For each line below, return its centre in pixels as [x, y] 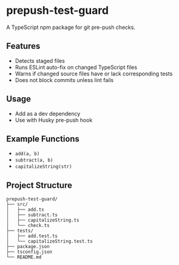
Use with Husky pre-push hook [54, 120]
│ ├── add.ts [25, 210]
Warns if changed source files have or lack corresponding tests [94, 74]
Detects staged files [40, 60]
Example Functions [43, 139]
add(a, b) [27, 154]
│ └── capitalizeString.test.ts [50, 241]
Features [23, 46]
